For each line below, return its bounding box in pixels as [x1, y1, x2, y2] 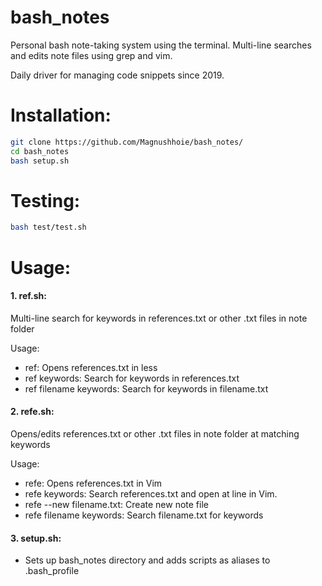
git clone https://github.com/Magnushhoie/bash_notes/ [10, 137, 244, 147]
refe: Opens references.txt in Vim [24, 477, 163, 489]
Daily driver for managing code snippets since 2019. [10, 69, 225, 81]
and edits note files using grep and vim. [10, 49, 173, 61]
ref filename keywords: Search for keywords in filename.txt [24, 382, 269, 395]
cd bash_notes [10, 146, 70, 156]
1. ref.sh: [10, 290, 47, 302]
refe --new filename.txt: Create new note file [24, 498, 209, 510]
